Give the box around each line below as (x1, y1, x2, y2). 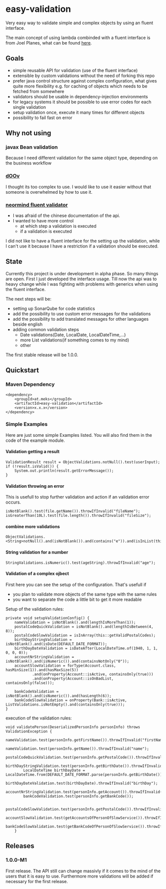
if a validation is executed (20, 228, 72, 234)
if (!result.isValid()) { (5, 464, 59, 469)
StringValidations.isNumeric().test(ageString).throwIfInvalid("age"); (5, 560, 156, 565)
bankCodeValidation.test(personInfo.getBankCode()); (23, 794, 134, 799)
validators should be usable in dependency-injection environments (12, 93, 148, 99)
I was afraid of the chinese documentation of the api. (12, 212, 120, 218)
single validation (12, 104, 46, 110)
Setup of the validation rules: (5, 606, 64, 612)
